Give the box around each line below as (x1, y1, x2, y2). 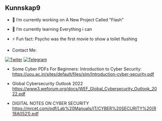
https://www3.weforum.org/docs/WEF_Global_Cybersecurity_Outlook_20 (12, 86, 157, 91)
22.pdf (12, 91, 26, 97)
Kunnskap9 (5, 4, 41, 12)
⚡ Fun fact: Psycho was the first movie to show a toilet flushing (12, 36, 137, 42)
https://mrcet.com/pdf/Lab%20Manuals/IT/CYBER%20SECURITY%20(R (12, 105, 156, 111)
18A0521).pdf (12, 110, 39, 116)
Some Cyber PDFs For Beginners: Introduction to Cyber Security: (12, 66, 142, 72)
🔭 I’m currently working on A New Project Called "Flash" (12, 17, 124, 22)
